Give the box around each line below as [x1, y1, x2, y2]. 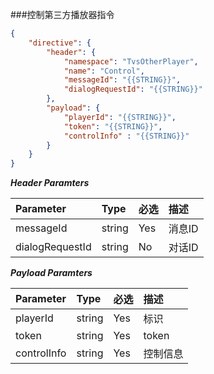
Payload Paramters [10, 267, 93, 279]
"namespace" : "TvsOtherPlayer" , [63, 56, 199, 67]
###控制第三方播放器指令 [10, 9, 115, 20]
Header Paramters [10, 177, 90, 189]
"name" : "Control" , [63, 66, 145, 76]
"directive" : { [28, 38, 92, 48]
